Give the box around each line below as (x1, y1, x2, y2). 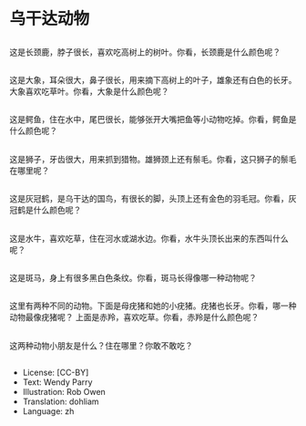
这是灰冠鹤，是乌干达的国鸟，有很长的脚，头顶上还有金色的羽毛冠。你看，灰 (9, 193, 297, 204)
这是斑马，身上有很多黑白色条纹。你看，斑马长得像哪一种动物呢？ (9, 272, 257, 283)
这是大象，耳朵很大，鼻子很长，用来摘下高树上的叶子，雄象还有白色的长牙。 (9, 74, 297, 85)
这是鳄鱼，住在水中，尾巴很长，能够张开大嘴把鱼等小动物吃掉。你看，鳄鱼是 (9, 114, 297, 125)
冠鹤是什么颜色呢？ (9, 204, 82, 215)
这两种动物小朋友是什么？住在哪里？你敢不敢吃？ (9, 339, 193, 351)
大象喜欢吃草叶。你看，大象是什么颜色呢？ (9, 86, 169, 97)
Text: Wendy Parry (22, 377, 93, 388)
